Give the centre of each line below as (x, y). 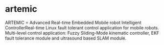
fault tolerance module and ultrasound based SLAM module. (66, 38)
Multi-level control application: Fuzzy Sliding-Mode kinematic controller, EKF (82, 33)
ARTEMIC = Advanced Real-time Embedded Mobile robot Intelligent (73, 22)
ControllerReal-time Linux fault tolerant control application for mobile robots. (82, 27)
